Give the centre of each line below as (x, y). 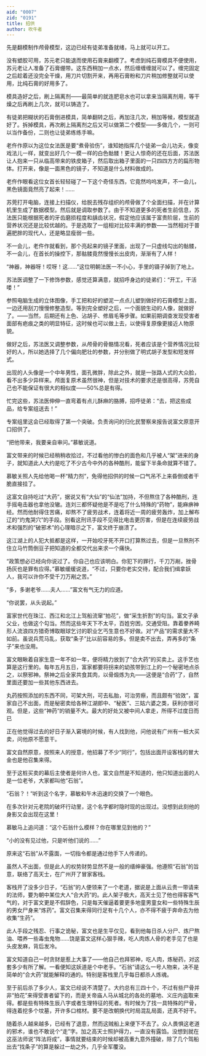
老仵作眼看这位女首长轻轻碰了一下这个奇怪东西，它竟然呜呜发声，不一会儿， (103, 182)
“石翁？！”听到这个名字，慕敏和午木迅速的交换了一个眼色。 (81, 794)
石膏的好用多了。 (49, 83)
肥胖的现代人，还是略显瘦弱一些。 (55, 233)
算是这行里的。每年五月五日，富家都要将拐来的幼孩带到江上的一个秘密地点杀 (103, 667)
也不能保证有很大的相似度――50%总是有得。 (68, 388)
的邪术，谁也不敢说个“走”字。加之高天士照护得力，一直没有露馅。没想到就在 (103, 1031)
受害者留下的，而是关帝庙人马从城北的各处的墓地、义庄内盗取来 (118, 995)
